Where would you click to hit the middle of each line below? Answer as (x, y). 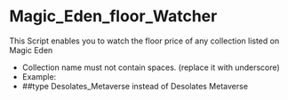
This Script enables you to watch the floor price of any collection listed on (144, 41)
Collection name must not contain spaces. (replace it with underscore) (151, 67)
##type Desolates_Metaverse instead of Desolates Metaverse (135, 86)
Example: (39, 76)
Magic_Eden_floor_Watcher (113, 16)
